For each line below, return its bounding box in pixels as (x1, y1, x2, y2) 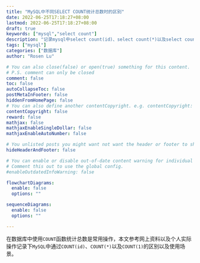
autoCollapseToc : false (6, 86, 65, 93)
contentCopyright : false (6, 108, 68, 114)
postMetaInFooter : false (6, 92, 68, 98)
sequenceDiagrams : (6, 201, 52, 208)
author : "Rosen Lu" (6, 53, 55, 59)
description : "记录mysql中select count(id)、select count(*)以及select (6, 36, 183, 42)
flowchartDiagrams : (6, 180, 55, 186)
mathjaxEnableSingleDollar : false (6, 125, 92, 131)
